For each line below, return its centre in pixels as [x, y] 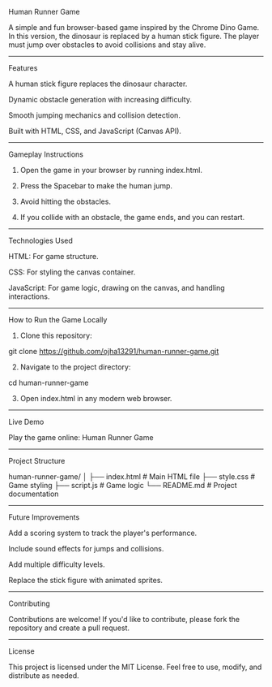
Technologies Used [40, 240]
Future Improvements [44, 517]
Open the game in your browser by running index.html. [111, 170]
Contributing [29, 603]
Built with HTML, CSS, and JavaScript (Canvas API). [95, 131]
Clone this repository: [56, 335]
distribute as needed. [44, 676]
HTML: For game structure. [53, 256]
